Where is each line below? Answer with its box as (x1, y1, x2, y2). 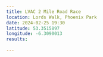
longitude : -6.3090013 (6, 31, 63, 37)
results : (6, 36, 28, 42)
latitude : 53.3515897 (6, 25, 60, 31)
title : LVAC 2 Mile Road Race (6, 8, 82, 15)
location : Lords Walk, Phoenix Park (6, 14, 97, 20)
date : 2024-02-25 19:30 (6, 20, 65, 26)
